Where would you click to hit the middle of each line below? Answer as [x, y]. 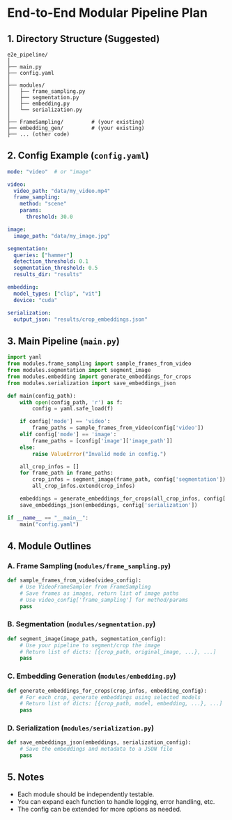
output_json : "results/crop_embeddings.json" [81, 319]
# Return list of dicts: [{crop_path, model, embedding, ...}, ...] [121, 704]
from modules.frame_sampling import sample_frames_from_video [99, 364]
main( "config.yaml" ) [49, 524]
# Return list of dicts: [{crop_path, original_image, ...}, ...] [118, 652]
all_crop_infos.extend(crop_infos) [84, 486]
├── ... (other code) [39, 134]
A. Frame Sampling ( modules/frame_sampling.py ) [89, 566]
